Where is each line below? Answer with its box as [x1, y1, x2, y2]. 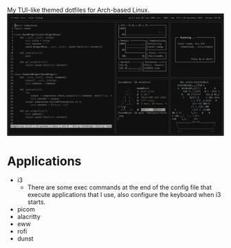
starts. [27, 198, 46, 206]
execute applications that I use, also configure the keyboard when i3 [27, 191, 221, 199]
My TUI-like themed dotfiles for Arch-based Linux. [7, 6, 150, 14]
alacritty [16, 213, 41, 221]
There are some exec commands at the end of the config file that [27, 183, 212, 192]
